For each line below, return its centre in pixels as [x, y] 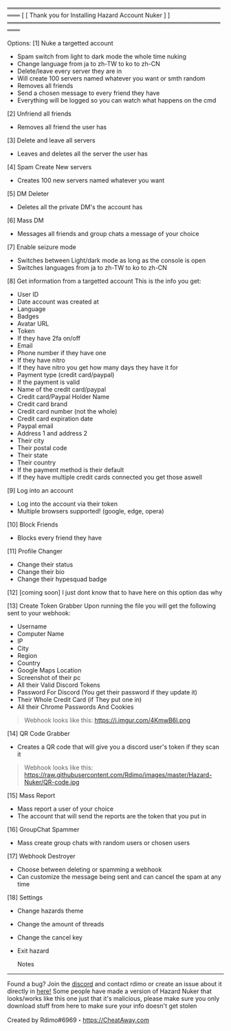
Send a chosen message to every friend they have [88, 93]
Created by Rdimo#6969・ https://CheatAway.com [78, 1020]
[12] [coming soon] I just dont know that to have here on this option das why [115, 592]
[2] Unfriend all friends [40, 114]
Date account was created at [58, 301]
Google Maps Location [49, 670]
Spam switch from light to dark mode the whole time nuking [102, 56]
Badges [28, 316]
